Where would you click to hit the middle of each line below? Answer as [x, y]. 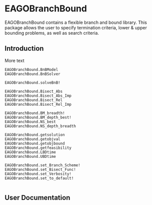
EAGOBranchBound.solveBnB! [33, 82]
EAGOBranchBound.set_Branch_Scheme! [42, 165]
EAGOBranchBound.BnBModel [31, 69]
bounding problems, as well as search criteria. [52, 33]
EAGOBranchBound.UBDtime [30, 156]
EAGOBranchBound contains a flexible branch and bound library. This [76, 22]
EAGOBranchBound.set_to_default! [39, 178]
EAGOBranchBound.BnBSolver [33, 74]
